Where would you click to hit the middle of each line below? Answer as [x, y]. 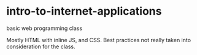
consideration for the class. [41, 46]
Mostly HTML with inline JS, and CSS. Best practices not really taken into [99, 40]
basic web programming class [44, 28]
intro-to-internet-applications [84, 11]
